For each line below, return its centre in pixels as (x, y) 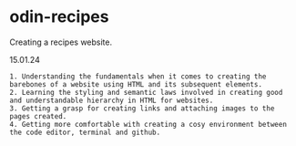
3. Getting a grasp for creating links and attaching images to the (142, 108)
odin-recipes (59, 17)
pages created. (38, 116)
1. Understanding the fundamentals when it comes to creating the (138, 76)
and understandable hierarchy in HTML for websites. (112, 100)
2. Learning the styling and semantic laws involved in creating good (146, 92)
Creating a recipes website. (61, 42)
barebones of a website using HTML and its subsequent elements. (136, 84)
